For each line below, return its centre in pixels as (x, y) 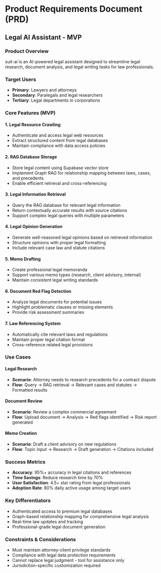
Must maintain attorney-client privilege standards (61, 550)
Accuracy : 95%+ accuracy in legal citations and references (72, 472)
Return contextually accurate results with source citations (70, 210)
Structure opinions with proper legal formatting (59, 242)
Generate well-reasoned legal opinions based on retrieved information (82, 237)
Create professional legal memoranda (49, 270)
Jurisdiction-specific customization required (56, 565)
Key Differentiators (28, 501)
